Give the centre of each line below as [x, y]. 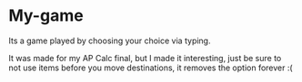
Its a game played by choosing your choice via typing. [110, 41]
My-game [46, 16]
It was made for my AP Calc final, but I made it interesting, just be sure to [145, 58]
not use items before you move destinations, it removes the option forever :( [151, 68]
